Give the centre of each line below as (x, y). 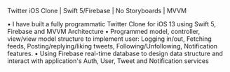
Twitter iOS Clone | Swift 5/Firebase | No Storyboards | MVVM (97, 11)
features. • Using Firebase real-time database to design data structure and (115, 53)
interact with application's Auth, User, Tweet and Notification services (108, 61)
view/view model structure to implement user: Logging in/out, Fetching (109, 39)
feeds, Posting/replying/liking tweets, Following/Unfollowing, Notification (113, 46)
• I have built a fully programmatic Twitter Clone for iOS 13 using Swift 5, (111, 24)
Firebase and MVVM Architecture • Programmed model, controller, (104, 31)
